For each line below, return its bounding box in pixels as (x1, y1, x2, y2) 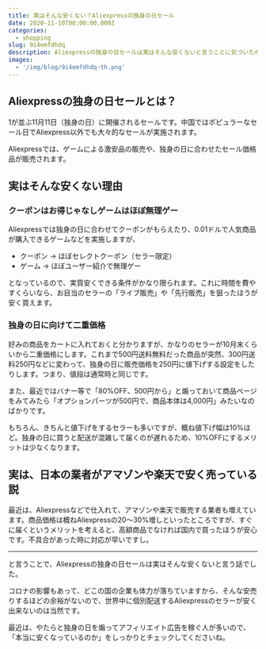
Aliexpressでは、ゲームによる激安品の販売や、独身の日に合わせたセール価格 (8, 144, 257, 153)
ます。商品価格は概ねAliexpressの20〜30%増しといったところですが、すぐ (8, 515, 253, 524)
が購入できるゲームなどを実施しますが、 (8, 235, 140, 244)
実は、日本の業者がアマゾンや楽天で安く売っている (8, 467, 257, 481)
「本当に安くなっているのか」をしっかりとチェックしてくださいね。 (8, 632, 230, 643)
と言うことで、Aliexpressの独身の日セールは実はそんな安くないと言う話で (8, 559, 250, 569)
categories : (8, 26, 47, 34)
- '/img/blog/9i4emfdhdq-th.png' (15, 63, 126, 71)
